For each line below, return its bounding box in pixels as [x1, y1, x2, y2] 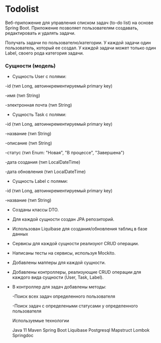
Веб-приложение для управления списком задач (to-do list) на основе [5, 20, 154, 26]
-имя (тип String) [5, 92, 40, 99]
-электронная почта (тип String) [5, 102, 72, 108]
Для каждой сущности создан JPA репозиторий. [12, 216, 114, 222]
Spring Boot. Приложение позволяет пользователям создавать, [5, 25, 138, 30]
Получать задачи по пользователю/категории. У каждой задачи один [5, 39, 151, 45]
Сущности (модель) [5, 62, 56, 69]
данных [12, 231, 28, 237]
